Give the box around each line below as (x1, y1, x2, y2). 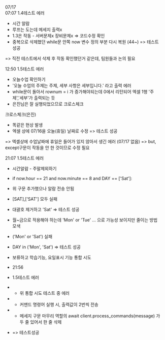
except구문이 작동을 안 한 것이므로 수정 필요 (5, 145, 90, 151)
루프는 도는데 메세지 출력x (12, 27, 63, 32)
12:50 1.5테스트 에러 (5, 66, 44, 72)
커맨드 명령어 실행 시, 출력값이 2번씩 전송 (19, 302, 99, 307)
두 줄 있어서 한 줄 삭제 (19, 319, 62, 325)
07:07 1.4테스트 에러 (5, 10, 45, 16)
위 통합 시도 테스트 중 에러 (19, 290, 70, 296)
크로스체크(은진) (5, 112, 36, 117)
